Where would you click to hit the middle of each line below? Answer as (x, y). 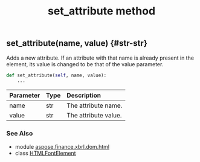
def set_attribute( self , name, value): (56, 75)
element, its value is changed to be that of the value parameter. (85, 64)
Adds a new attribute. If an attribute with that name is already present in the (100, 58)
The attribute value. (94, 116)
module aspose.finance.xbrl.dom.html (62, 146)
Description (84, 96)
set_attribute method (102, 11)
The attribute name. (94, 105)
